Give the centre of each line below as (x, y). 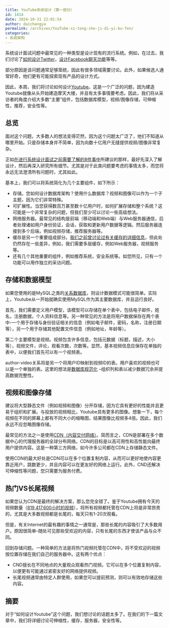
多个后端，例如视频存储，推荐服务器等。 (63, 231)
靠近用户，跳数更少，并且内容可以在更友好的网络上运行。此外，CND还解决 (83, 465)
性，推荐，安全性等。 (27, 106)
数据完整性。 (23, 375)
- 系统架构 (15, 38)
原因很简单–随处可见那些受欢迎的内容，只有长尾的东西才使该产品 (81, 531)
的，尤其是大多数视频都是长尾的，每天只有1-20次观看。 (63, 514)
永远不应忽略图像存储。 (29, 424)
